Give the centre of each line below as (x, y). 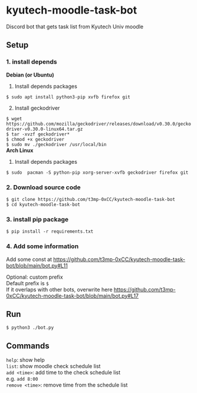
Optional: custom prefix (35, 277)
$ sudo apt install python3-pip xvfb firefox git (68, 97)
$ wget (14, 118)
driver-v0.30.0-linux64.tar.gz (45, 129)
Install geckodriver (37, 108)
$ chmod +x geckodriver (35, 139)
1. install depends (32, 62)
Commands (28, 346)
